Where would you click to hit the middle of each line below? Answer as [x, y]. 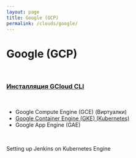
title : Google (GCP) [33, 18]
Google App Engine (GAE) [48, 125]
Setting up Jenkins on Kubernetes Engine [59, 148]
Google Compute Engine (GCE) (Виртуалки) [71, 111]
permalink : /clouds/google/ [42, 23]
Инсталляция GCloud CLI [45, 86]
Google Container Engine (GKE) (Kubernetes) [72, 118]
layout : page [23, 12]
